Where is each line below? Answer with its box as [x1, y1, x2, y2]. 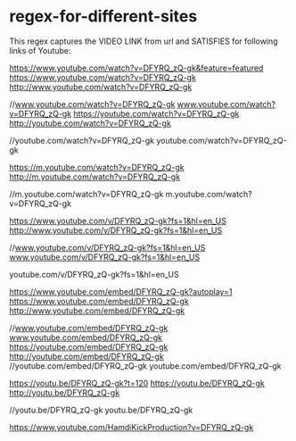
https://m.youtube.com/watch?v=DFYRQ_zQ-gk [9, 162, 185, 172]
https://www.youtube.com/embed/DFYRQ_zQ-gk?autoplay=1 [9, 286, 233, 296]
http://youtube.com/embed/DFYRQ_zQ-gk [9, 351, 165, 362]
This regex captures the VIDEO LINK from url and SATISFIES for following [9, 36, 278, 46]
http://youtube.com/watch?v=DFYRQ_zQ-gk [9, 118, 172, 129]
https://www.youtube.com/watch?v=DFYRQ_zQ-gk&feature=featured [9, 62, 264, 73]
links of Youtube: [9, 45, 71, 55]
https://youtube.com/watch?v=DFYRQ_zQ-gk [73, 108, 240, 119]
